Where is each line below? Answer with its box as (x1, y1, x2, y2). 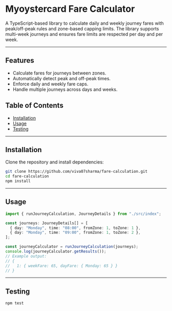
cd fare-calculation (5, 174, 50, 179)
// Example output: (5, 253, 47, 259)
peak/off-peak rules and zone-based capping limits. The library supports (5, 25, 159, 31)
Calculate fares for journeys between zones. (12, 70, 106, 76)
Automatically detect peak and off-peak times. (12, 75, 111, 81)
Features (5, 56, 34, 65)
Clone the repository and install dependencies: (5, 159, 104, 165)
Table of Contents (5, 101, 64, 110)
